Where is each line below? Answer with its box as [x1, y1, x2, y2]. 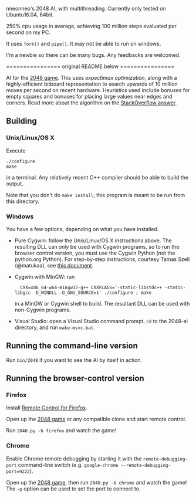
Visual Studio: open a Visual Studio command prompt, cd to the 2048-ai [14, 317, 188, 324]
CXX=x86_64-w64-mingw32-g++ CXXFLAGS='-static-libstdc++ [20, 284, 163, 290]
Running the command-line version [6, 341, 138, 351]
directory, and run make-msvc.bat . [14, 324, 96, 331]
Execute [6, 147, 26, 154]
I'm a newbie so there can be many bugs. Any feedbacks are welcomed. [6, 52, 181, 58]
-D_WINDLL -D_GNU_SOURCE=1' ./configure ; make [33, 290, 152, 296]
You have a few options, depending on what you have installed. [6, 225, 159, 232]
